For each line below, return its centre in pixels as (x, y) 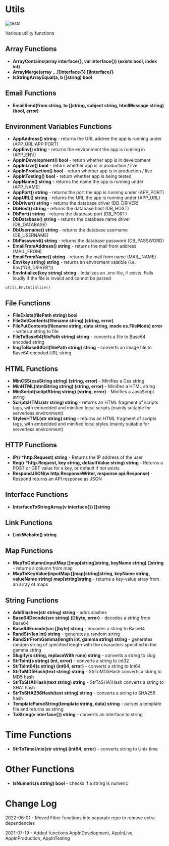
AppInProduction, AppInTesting (38, 838)
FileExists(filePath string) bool (45, 315)
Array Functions (31, 49)
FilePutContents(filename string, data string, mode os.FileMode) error (88, 326)
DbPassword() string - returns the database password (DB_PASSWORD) (88, 241)
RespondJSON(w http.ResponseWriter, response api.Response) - (82, 473)
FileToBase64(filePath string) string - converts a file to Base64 (79, 337)
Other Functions (40, 769)
